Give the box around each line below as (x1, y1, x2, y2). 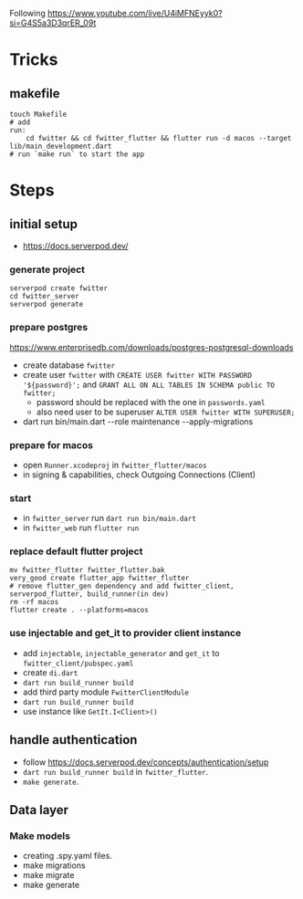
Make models (9, 830, 71, 842)
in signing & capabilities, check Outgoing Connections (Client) (22, 469, 256, 480)
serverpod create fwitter (9, 284, 108, 293)
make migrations (22, 860, 86, 871)
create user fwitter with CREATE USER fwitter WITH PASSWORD (22, 369, 253, 380)
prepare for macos (9, 438, 94, 451)
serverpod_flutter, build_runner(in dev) (9, 590, 170, 599)
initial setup (9, 216, 78, 232)
